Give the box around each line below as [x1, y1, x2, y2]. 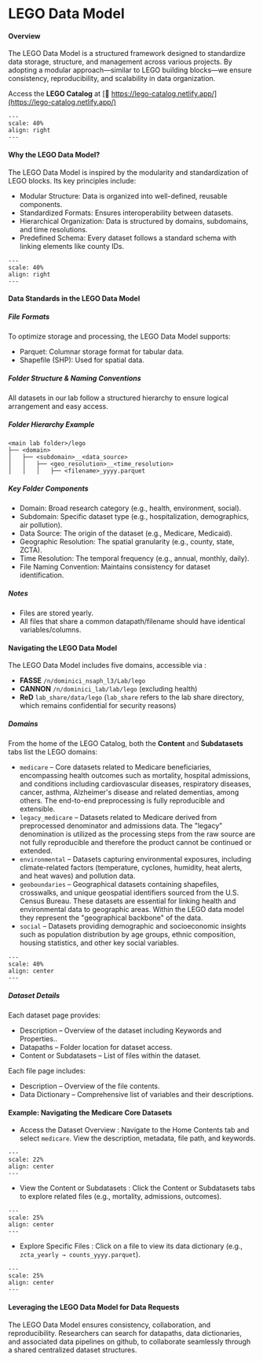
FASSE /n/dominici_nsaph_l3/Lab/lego [19, 676, 146, 685]
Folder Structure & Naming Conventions [8, 373, 141, 383]
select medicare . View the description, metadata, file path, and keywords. [19, 1133, 256, 1143]
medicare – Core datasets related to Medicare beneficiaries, [19, 762, 212, 772]
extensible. [19, 804, 56, 814]
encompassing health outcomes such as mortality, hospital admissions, [19, 771, 251, 781]
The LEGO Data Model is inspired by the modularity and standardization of [8, 167, 249, 177]
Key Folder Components [8, 484, 89, 493]
